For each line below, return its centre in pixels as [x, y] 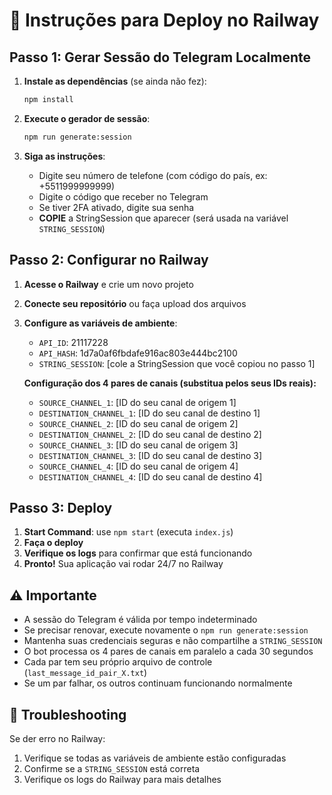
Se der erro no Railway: [57, 738]
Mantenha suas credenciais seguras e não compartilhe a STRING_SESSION [173, 641]
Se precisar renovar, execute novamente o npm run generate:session [166, 630]
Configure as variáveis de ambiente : [100, 323]
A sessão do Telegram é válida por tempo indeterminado [140, 620]
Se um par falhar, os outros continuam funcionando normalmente [158, 683]
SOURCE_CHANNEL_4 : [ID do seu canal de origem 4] [138, 466]
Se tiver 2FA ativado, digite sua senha [116, 207]
